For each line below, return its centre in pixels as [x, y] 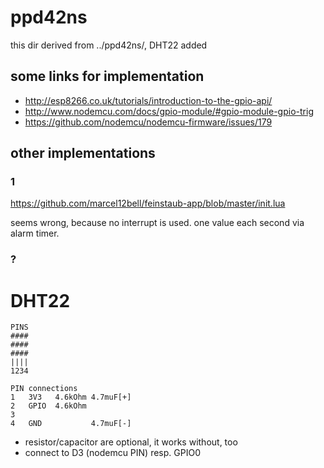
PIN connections [44, 389]
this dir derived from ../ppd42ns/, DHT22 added [109, 45]
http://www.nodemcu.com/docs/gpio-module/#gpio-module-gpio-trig [169, 111]
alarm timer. [35, 233]
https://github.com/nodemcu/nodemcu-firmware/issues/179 [148, 122]
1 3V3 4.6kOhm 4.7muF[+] [71, 397]
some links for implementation [107, 76]
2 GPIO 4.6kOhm [48, 406]
